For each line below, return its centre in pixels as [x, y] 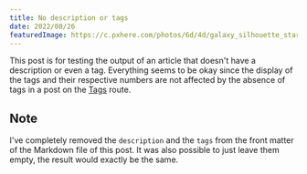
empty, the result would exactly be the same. [94, 159]
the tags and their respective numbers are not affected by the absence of [148, 80]
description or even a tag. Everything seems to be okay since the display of [151, 70]
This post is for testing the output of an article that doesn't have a [132, 61]
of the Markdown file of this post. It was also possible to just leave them [145, 150]
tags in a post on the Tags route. [70, 90]
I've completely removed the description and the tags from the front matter [152, 140]
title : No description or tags [69, 18]
